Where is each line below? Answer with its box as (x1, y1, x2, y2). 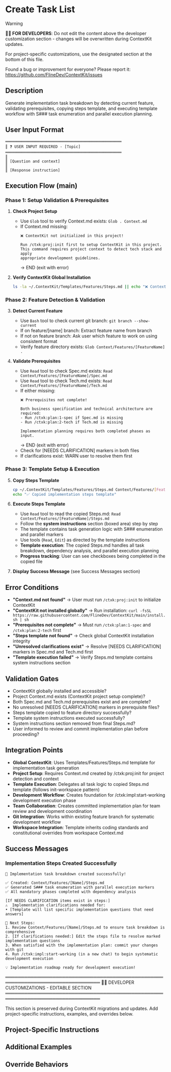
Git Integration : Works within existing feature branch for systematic (12, 813, 155, 820)
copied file (20, 558, 43, 565)
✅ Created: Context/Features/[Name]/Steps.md (5, 880, 104, 885)
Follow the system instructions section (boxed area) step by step (20, 521, 158, 527)
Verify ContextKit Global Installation (12, 274, 91, 280)
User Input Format (5, 126, 64, 134)
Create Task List (5, 4, 75, 15)
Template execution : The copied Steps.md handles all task (20, 542, 145, 548)
